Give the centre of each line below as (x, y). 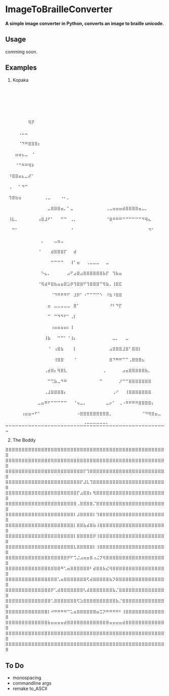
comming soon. (22, 51)
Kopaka (20, 80)
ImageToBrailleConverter (59, 9)
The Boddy (24, 440)
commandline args (32, 683)
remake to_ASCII (30, 689)
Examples (21, 68)
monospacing (27, 678)
